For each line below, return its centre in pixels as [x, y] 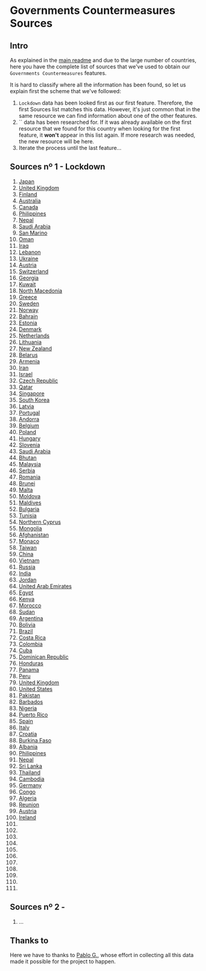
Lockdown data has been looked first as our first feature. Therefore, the [106, 103]
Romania [30, 477]
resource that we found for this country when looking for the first [99, 128]
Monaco [29, 541]
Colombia [31, 644]
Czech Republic [38, 380]
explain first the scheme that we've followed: [66, 91]
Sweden [29, 304]
